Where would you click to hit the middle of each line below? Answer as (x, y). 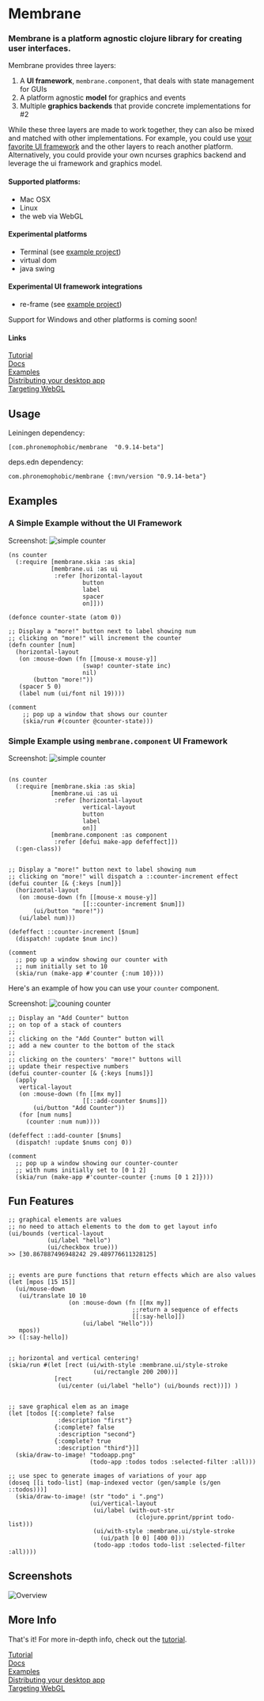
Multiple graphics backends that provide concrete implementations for (135, 106)
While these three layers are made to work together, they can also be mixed (131, 130)
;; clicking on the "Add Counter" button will (86, 1039)
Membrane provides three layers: (62, 66)
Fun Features (41, 1201)
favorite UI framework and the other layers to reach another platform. (121, 146)
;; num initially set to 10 (62, 967)
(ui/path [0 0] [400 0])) (143, 1538)
